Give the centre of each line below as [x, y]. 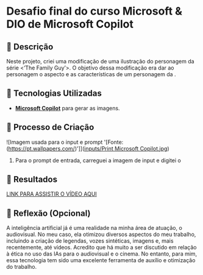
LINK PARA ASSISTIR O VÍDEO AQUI [52, 194]
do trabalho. [22, 267]
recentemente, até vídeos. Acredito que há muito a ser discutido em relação [101, 248]
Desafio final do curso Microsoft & [94, 11]
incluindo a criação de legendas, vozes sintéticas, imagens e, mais [90, 241]
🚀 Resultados [32, 180]
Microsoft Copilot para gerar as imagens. [67, 108]
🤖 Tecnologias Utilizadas [54, 94]
